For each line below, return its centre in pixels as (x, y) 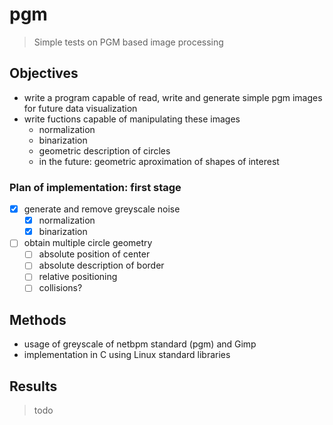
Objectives (44, 73)
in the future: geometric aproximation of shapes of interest (159, 161)
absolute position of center (94, 254)
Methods (38, 319)
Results (33, 386)
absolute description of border (101, 265)
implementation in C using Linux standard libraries (127, 355)
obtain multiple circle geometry (88, 243)
